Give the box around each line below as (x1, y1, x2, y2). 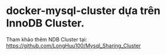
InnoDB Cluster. (6, 16, 85, 30)
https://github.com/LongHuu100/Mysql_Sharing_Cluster (6, 42, 141, 49)
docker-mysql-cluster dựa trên (6, 4, 161, 18)
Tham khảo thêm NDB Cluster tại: (6, 36, 87, 43)
